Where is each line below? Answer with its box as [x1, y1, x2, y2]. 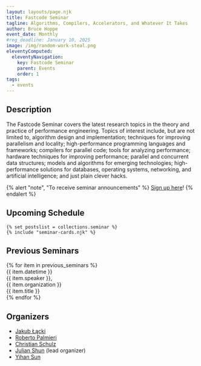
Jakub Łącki [15, 328, 46, 335]
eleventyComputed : [6, 48, 53, 55]
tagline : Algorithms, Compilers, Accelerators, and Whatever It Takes [6, 20, 188, 26]
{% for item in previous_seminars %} [6, 262, 98, 269]
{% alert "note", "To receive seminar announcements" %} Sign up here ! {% [6, 184, 194, 191]
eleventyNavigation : [12, 54, 64, 60]
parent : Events [17, 65, 56, 72]
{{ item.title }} [6, 287, 41, 294]
